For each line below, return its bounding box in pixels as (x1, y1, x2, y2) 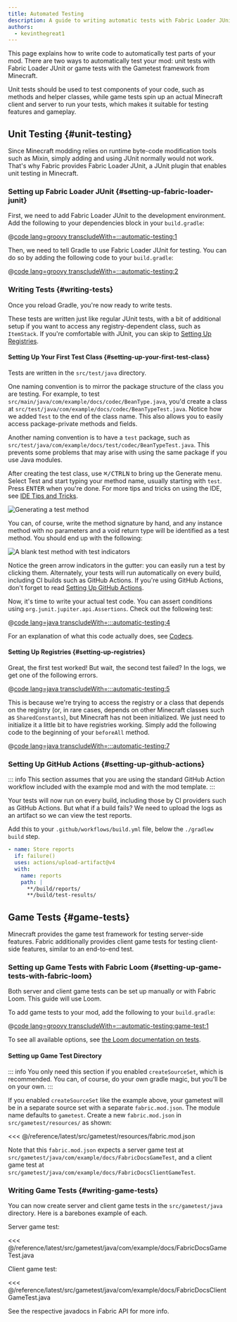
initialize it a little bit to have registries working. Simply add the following (8, 721, 217, 729)
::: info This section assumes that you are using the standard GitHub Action (8, 775, 225, 784)
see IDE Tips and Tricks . (8, 492, 79, 500)
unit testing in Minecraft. (8, 169, 79, 178)
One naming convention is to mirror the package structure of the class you (8, 382, 224, 390)
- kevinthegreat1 (14, 30, 65, 37)
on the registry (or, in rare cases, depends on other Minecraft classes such (8, 706, 224, 714)
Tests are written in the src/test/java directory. (8, 368, 147, 377)
